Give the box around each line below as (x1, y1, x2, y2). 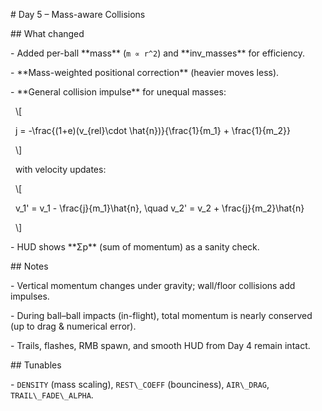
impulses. (10, 290, 50, 302)
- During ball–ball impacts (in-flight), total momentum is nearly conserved (10, 310, 313, 321)
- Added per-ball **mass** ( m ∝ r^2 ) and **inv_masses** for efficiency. (10, 47, 305, 59)
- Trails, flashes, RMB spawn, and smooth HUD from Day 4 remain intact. (10, 340, 311, 351)
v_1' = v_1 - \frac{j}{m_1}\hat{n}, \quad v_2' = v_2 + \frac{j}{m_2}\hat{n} (14, 202, 305, 214)
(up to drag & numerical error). (10, 320, 137, 332)
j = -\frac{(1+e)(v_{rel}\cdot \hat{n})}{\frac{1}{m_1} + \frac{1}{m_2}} (14, 125, 291, 136)
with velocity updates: (14, 164, 107, 175)
